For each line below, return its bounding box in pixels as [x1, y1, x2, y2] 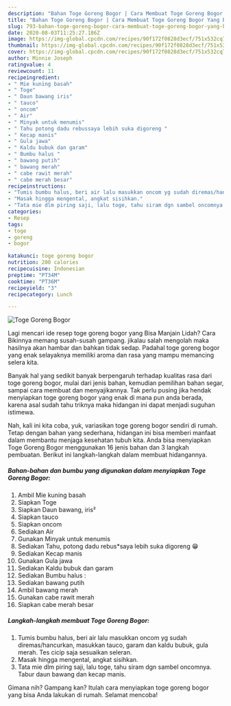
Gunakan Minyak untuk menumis [17, 535, 110, 543]
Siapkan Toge [17, 498, 57, 507]
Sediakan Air [17, 527, 54, 536]
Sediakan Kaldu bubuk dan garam [17, 564, 114, 573]
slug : [8, 23, 23, 30]
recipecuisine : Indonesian [8, 265, 85, 272]
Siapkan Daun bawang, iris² [17, 506, 97, 514]
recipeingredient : [8, 74, 60, 81]
